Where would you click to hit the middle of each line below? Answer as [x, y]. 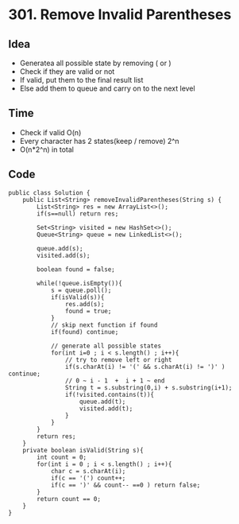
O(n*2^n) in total [46, 149]
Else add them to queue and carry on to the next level [108, 88]
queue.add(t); [102, 402]
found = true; [88, 311]
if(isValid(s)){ [77, 297]
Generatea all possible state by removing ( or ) [96, 63]
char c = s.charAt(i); [88, 471]
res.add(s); [85, 304]
